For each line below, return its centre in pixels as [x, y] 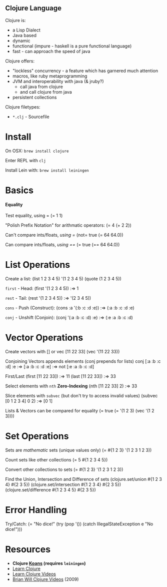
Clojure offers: [20, 61]
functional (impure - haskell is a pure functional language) [72, 46]
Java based [24, 35]
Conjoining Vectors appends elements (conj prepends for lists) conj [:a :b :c [83, 361]
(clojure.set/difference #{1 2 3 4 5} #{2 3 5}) [50, 489]
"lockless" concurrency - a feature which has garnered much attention [85, 71]
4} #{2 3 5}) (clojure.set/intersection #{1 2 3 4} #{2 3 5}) [63, 484]
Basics [19, 190]
